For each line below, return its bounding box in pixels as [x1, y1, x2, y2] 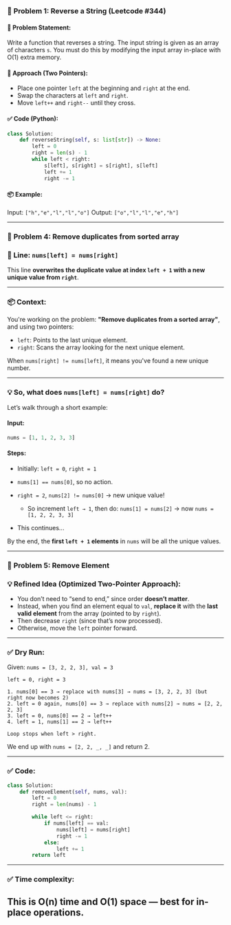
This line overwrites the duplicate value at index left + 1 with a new [7, 265, 206, 274]
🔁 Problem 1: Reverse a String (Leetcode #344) [7, 6, 166, 16]
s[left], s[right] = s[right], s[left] [43, 162, 158, 169]
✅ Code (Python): [7, 114, 58, 122]
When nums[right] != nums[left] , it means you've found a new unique [7, 357, 209, 365]
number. [7, 364, 31, 372]
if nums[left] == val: [43, 820, 109, 827]
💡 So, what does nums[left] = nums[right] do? [7, 388, 165, 398]
